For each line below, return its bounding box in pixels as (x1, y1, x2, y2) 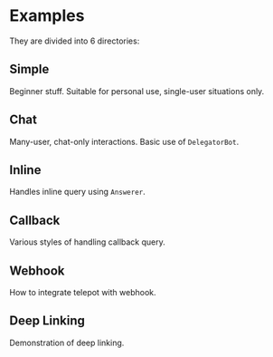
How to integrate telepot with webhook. (9, 287, 156, 297)
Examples (9, 5, 85, 26)
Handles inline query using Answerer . (9, 187, 146, 198)
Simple (9, 62, 50, 77)
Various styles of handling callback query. (9, 236, 165, 247)
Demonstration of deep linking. (9, 337, 125, 348)
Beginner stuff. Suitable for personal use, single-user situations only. (9, 85, 265, 96)
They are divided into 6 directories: (9, 35, 140, 46)
